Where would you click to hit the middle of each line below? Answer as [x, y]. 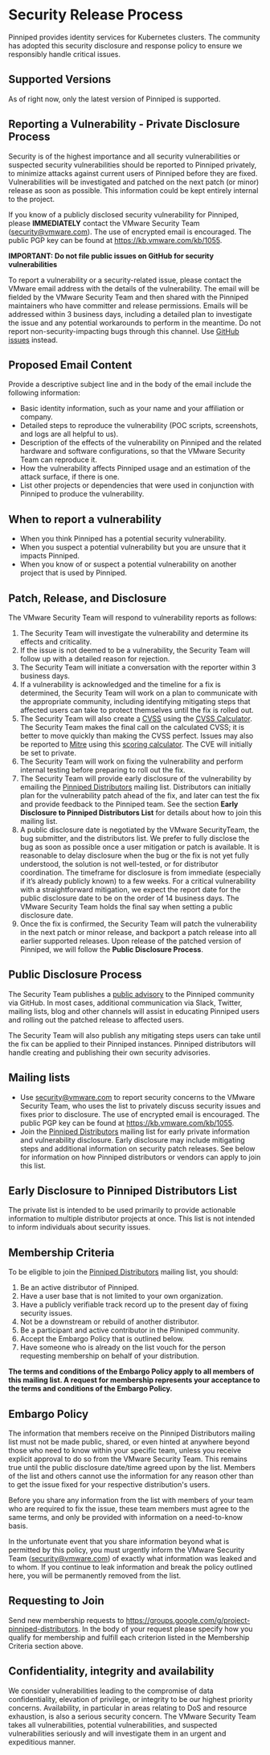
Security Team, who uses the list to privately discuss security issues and [140, 1106]
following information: [44, 393]
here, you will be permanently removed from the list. [95, 1576]
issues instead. [33, 340]
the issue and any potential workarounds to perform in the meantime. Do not [135, 323]
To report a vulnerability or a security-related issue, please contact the [125, 280]
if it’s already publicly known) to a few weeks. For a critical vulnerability [138, 881]
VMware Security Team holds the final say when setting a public [126, 906]
